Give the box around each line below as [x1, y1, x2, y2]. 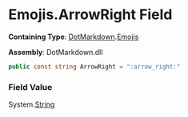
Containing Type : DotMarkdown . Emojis [8, 32, 139, 41]
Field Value [8, 81, 53, 92]
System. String [8, 99, 55, 109]
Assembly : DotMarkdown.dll [8, 47, 103, 57]
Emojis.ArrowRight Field [8, 6, 173, 24]
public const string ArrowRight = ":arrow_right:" [8, 62, 181, 71]
